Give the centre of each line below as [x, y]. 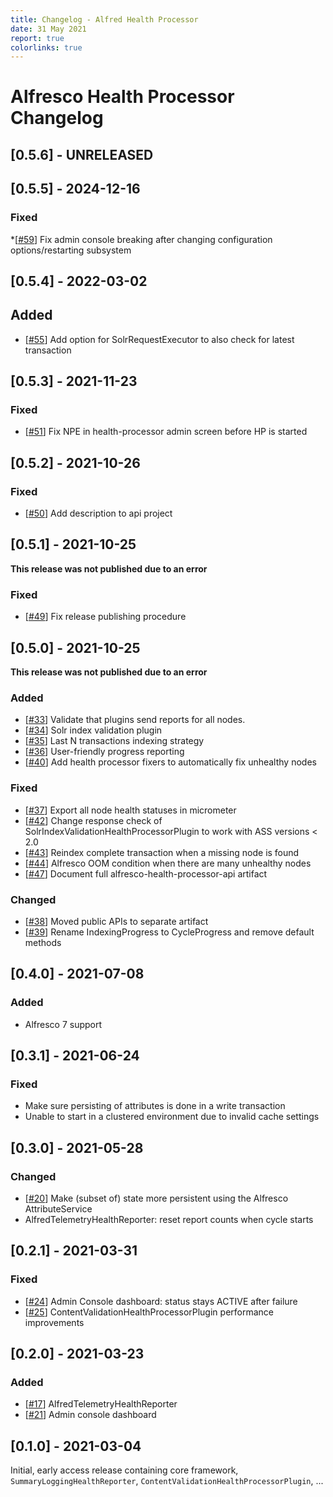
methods [43, 942]
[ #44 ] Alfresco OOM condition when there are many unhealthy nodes [168, 863]
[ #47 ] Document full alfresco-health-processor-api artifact [146, 873]
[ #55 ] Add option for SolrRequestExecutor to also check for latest [159, 339]
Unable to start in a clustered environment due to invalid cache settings [172, 1117]
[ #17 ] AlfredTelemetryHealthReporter [101, 1404]
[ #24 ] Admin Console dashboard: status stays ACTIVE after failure [161, 1301]
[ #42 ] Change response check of [93, 820]
